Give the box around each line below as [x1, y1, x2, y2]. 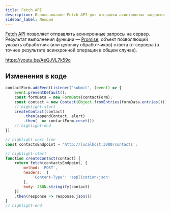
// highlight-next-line [5, 137, 56, 142]
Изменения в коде [5, 72, 67, 81]
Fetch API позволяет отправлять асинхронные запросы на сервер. [5, 31, 150, 37]
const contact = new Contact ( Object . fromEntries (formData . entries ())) [14, 99, 167, 104]
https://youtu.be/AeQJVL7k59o [5, 57, 71, 63]
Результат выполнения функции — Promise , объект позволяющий [5, 36, 148, 42]
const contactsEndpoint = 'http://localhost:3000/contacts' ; [5, 142, 138, 147]
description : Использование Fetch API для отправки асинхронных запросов [5, 12, 165, 17]
